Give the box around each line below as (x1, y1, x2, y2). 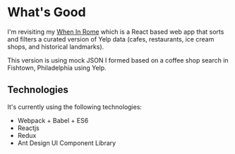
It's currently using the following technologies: (7, 103, 143, 111)
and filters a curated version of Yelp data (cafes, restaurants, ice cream (7, 34, 215, 43)
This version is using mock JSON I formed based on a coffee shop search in (7, 56, 229, 64)
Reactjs (17, 124, 40, 132)
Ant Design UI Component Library (17, 139, 116, 147)
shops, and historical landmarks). (7, 42, 104, 51)
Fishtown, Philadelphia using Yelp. (7, 63, 107, 72)
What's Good (7, 4, 86, 20)
